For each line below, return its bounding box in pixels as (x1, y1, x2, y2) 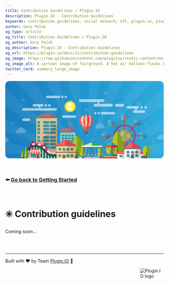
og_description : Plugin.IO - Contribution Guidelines (5, 45, 121, 50)
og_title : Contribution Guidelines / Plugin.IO (5, 35, 107, 40)
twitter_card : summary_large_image (5, 66, 80, 71)
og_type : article (5, 29, 42, 35)
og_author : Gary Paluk (5, 40, 53, 45)
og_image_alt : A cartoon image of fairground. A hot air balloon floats (5, 61, 161, 66)
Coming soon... (5, 228, 37, 234)
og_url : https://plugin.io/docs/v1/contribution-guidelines (5, 50, 134, 55)
